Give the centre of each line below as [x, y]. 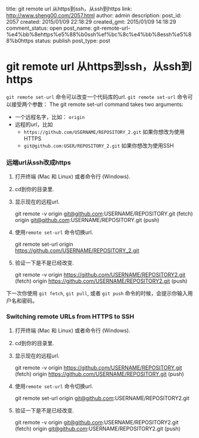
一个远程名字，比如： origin [50, 117]
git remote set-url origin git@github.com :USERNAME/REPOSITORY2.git [102, 398]
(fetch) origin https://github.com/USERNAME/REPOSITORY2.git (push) [101, 281]
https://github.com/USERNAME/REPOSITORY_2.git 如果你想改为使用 [104, 132]
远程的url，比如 [34, 124]
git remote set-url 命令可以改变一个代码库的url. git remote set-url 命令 [97, 96]
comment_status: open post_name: [49, 28]
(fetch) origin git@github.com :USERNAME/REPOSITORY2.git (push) [97, 428]
